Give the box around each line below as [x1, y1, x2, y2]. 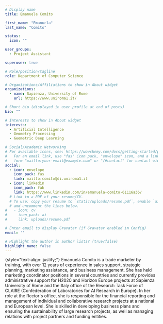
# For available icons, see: [5, 149, 64, 154]
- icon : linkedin [9, 181, 45, 186]
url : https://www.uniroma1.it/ [14, 96, 77, 101]
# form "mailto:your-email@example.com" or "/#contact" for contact [5, 158, 151, 163]
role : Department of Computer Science [5, 73, 83, 78]
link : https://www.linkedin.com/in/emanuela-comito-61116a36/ [14, 190, 142, 195]
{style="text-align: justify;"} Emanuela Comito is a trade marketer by [5, 257, 142, 263]
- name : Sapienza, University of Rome [9, 91, 88, 96]
